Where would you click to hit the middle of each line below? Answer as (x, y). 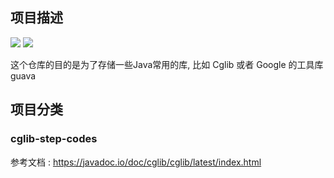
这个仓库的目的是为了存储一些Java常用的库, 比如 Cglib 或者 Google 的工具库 (167, 64)
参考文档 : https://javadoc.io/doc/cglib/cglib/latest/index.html (136, 162)
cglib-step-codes (54, 139)
